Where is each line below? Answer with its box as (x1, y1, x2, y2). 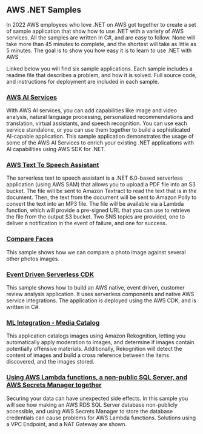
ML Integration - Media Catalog (6, 318, 100, 327)
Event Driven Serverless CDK (6, 270, 95, 279)
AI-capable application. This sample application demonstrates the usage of (6, 133, 194, 140)
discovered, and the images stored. (6, 358, 95, 365)
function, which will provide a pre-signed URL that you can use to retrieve (6, 206, 190, 214)
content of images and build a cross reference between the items (6, 351, 170, 359)
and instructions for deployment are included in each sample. (6, 78, 159, 85)
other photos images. (6, 255, 59, 262)
